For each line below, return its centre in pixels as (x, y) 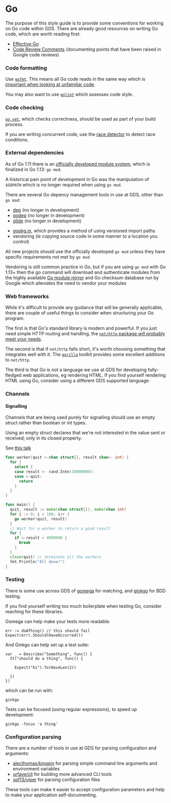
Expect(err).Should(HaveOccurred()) (44, 635)
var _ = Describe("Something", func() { (49, 654)
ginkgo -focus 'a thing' (32, 724)
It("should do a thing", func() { (46, 658)
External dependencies (35, 153)
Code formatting (26, 68)
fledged (14, 375)
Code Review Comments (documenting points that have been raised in (87, 49)
